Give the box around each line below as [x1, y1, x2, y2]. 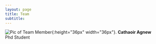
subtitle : [5, 16, 25, 21]
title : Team [5, 12, 29, 16]
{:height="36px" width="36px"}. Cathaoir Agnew [52, 29, 152, 35]
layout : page [5, 7, 32, 12]
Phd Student [5, 34, 30, 40]
